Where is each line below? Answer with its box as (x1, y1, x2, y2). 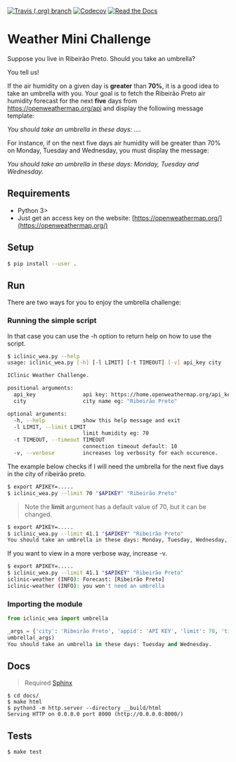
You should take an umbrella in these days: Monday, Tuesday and (7, 159, 199, 168)
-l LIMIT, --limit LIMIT (13, 423, 86, 431)
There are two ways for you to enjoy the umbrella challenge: (7, 298, 181, 307)
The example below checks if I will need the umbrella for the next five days (7, 462, 224, 471)
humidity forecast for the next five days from (7, 96, 138, 105)
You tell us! (7, 67, 40, 77)
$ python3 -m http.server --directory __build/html (7, 704, 162, 712)
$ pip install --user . (7, 260, 77, 267)
